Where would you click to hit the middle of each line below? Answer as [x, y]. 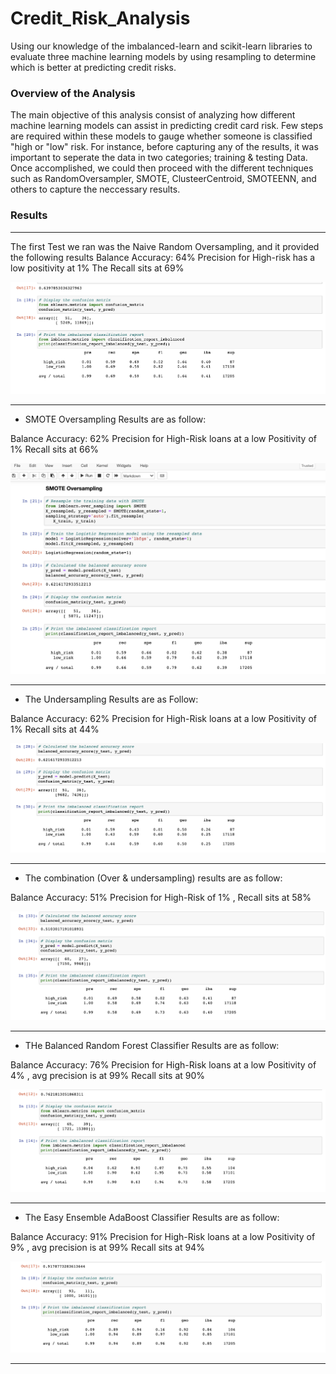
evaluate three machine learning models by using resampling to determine [163, 56]
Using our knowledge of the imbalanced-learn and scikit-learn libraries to [161, 46]
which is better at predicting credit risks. [93, 67]
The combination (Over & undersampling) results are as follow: [153, 878]
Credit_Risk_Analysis [100, 18]
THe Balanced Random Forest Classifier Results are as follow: [152, 1045]
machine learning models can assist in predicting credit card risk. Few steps [167, 126]
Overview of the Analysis [73, 93]
